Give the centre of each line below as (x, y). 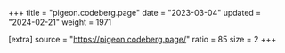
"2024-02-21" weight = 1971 (60, 22)
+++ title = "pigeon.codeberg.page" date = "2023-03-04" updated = (135, 13)
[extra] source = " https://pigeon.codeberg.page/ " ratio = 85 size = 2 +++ (142, 39)
